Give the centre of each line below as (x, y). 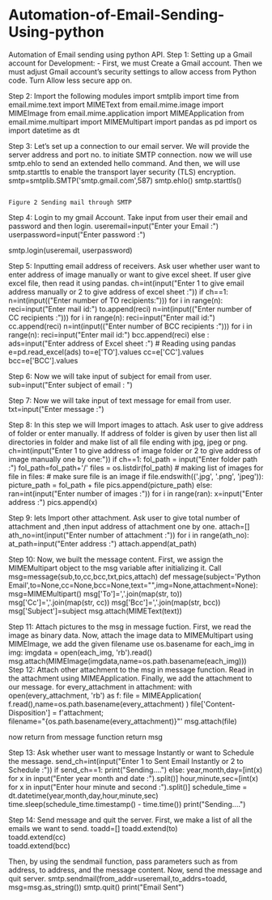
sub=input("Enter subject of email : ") (71, 384)
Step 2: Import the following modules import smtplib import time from (124, 96)
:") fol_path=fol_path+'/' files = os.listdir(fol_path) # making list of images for (136, 468)
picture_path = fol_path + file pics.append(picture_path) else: (110, 485)
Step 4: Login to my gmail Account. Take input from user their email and (128, 217)
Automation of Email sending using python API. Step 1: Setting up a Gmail (130, 54)
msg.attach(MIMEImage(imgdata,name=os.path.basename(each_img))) (127, 660)
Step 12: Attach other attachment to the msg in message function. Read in (131, 669)
